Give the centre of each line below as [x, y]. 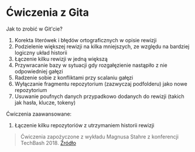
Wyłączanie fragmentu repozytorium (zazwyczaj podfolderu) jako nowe [101, 84]
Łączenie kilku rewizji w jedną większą [61, 59]
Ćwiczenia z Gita [47, 13]
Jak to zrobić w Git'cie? [34, 29]
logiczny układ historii [41, 52]
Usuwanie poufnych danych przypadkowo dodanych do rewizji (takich [99, 96]
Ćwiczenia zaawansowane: [39, 114]
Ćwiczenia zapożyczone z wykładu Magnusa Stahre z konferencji [99, 136]
